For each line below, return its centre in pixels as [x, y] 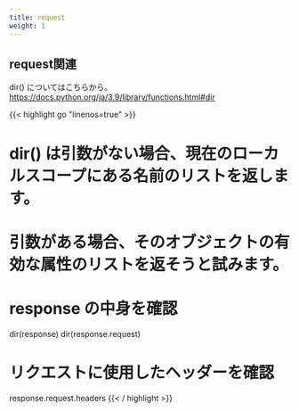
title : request [37, 17]
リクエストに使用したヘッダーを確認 [142, 372]
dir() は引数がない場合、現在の [121, 153]
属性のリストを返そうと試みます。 [165, 264]
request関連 [43, 64]
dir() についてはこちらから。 [61, 87]
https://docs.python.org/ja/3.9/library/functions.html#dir [112, 97]
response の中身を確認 [93, 308]
